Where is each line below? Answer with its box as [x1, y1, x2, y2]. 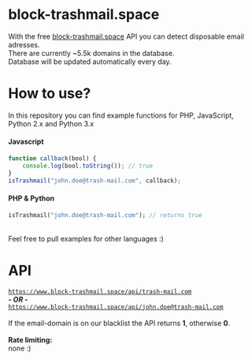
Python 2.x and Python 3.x [8, 118, 94, 128]
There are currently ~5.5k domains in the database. [8, 48, 175, 58]
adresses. [8, 39, 40, 49]
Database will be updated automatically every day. [8, 57, 172, 66]
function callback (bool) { [8, 155, 97, 163]
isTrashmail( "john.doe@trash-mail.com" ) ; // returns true [8, 211, 202, 219]
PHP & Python [8, 193, 55, 203]
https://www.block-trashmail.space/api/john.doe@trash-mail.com [8, 302, 224, 311]
